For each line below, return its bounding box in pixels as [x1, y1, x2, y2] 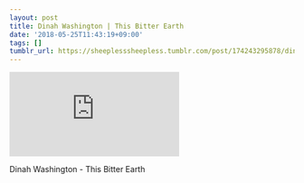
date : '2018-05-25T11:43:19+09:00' [9, 30, 144, 39]
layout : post [9, 13, 59, 23]
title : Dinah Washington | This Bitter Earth [9, 22, 184, 31]
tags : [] [9, 38, 43, 48]
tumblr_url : [9, 47, 54, 56]
